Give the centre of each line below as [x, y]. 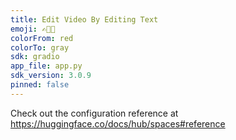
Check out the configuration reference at [94, 113]
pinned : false [40, 85]
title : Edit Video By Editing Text [84, 19]
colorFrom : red [42, 38]
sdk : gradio [35, 57]
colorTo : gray [40, 47]
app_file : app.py [46, 66]
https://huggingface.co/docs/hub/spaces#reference [118, 123]
